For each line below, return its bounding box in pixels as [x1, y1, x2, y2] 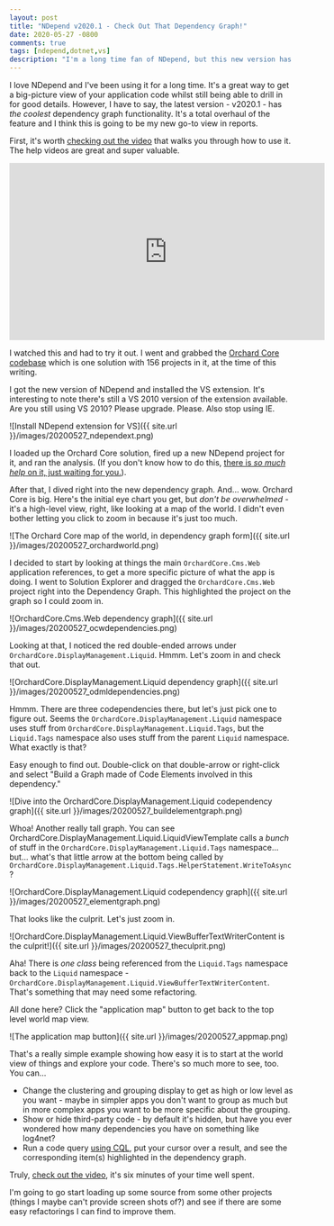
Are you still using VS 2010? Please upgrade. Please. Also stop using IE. [9, 403, 275, 414]
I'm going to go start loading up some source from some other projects [9, 1187, 273, 1197]
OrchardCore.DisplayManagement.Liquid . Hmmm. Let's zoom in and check [9, 650, 281, 660]
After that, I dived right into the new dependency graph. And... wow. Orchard [9, 484, 293, 495]
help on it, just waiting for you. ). [9, 467, 127, 477]
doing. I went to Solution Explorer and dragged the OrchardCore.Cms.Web [9, 577, 275, 587]
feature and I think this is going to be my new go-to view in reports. [9, 118, 258, 129]
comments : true [9, 38, 67, 48]
